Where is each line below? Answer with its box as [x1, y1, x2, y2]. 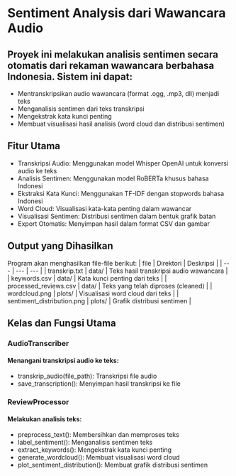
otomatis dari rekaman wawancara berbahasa [7, 59, 215, 72]
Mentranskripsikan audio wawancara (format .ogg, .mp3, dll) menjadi [17, 90, 220, 97]
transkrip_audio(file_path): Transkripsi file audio [17, 372, 157, 381]
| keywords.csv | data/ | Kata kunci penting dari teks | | [7, 274, 167, 282]
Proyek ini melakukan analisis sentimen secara [7, 48, 218, 60]
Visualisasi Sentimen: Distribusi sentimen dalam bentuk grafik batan [17, 212, 216, 220]
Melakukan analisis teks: [7, 414, 82, 423]
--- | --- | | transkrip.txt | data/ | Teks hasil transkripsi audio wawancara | [15, 266, 228, 275]
